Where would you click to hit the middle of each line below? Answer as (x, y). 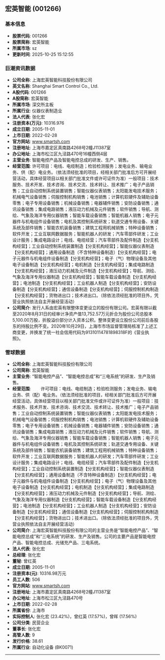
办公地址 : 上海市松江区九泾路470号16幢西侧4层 (60, 154)
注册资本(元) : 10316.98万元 (39, 573)
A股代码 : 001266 (29, 92)
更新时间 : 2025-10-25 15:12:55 (43, 54)
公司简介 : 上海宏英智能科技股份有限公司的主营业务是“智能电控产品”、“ (83, 530)
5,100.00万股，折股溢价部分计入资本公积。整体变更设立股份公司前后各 (83, 320)
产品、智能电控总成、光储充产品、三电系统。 (57, 543)
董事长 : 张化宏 (26, 629)
